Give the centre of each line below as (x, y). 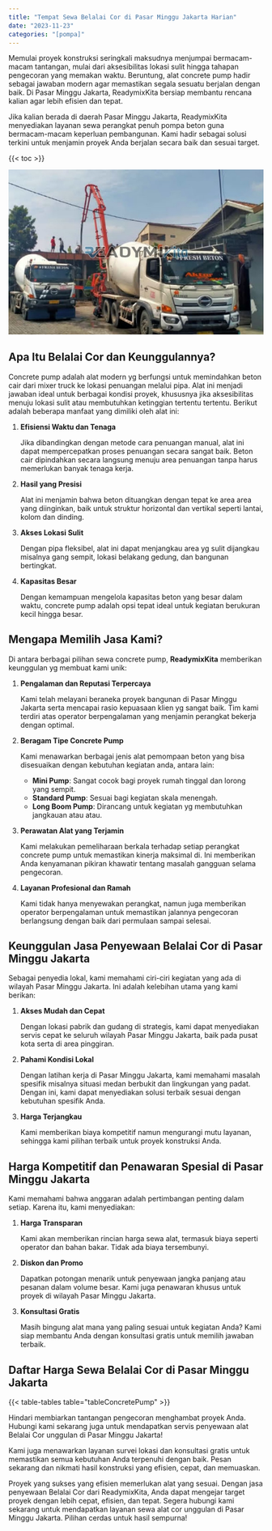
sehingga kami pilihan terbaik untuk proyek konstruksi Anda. (121, 1141)
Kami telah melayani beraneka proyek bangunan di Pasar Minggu (128, 699)
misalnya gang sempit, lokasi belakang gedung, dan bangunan (124, 557)
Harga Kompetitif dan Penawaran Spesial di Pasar (136, 1166)
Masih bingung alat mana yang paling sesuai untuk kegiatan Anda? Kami (140, 1327)
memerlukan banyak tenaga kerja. (76, 468)
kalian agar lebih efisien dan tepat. (66, 101)
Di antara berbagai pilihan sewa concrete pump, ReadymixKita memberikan (135, 659)
